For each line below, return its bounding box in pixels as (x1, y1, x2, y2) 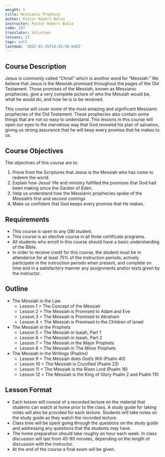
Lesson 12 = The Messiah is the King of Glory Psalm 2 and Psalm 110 (19, 371, 159, 377)
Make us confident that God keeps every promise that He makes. (12, 201, 144, 207)
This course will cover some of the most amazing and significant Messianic (5, 106, 158, 112)
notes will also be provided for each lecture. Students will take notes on (12, 409, 158, 415)
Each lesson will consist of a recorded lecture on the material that (12, 399, 145, 405)
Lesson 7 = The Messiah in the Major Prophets (19, 340, 114, 346)
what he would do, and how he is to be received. (5, 96, 104, 102)
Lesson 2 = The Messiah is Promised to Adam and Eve (19, 308, 131, 314)
